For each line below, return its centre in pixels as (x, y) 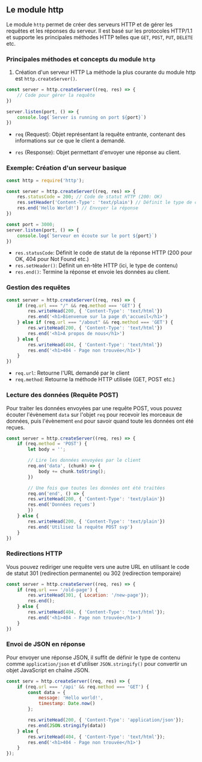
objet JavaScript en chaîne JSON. (48, 670)
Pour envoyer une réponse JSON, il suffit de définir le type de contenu (93, 657)
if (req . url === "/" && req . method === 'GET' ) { (79, 306)
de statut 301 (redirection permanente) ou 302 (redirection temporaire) (94, 573)
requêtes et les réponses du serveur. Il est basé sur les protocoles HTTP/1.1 (99, 31)
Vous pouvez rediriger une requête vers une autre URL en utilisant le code (98, 567)
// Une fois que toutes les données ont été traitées (96, 488)
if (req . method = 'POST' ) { (52, 444)
